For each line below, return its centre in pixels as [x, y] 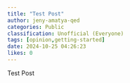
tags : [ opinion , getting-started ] [56, 40]
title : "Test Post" [36, 14]
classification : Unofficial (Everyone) [66, 33]
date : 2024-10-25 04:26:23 [47, 46]
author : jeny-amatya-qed [44, 20]
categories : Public [36, 27]
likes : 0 [20, 53]
